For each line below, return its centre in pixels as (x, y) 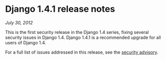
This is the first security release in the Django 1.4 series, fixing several (77, 32)
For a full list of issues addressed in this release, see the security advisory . (82, 52)
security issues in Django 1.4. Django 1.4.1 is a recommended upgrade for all (83, 37)
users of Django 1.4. (26, 42)
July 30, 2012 (19, 23)
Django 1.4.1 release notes (60, 9)
